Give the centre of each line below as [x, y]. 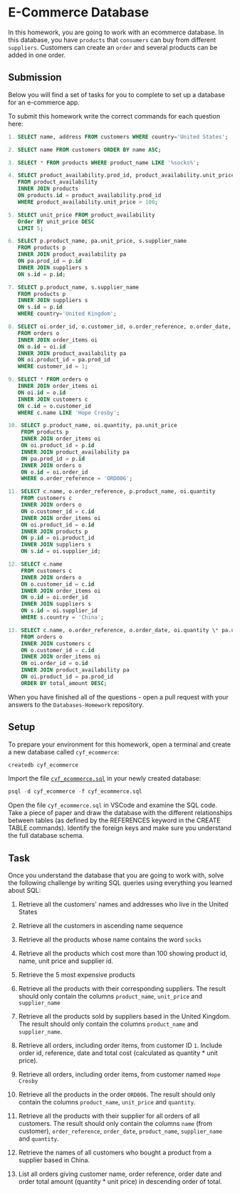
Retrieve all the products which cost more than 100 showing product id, [123, 954]
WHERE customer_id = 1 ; [53, 366]
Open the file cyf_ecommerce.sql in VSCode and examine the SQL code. [113, 805]
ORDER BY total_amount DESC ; [64, 683]
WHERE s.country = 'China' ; [62, 617]
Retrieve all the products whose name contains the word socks [110, 939]
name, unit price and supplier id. [66, 961]
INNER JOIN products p [54, 531]
